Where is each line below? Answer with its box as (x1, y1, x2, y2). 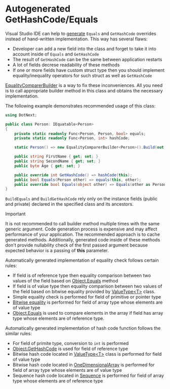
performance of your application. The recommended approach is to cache (5, 231, 160, 237)
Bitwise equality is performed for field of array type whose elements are (12, 299, 163, 306)
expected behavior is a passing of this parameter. (5, 248, 109, 254)
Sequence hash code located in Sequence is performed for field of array (12, 372, 164, 379)
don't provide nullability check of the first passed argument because (5, 242, 148, 248)
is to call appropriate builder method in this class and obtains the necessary (5, 87, 163, 93)
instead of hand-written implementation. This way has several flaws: (5, 36, 148, 42)
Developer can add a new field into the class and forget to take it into (12, 45, 157, 52)
